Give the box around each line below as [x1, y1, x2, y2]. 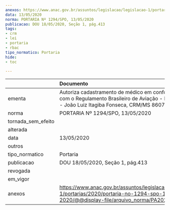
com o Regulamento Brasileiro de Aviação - [59, 95, 163, 102]
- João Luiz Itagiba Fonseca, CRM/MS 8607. [59, 101, 166, 109]
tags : [5, 26, 17, 31]
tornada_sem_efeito [8, 118, 55, 125]
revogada [8, 167, 30, 174]
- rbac [5, 45, 19, 50]
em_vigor [8, 176, 29, 183]
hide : [5, 54, 17, 60]
